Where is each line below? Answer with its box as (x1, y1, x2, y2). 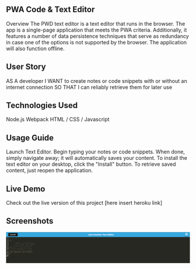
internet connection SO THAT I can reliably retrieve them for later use (6, 83, 173, 90)
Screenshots (6, 216, 54, 226)
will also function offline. (6, 45, 65, 52)
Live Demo (6, 184, 45, 194)
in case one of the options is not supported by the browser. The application (6, 39, 187, 46)
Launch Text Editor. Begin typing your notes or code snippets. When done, (6, 148, 185, 155)
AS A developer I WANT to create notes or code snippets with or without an (6, 77, 188, 84)
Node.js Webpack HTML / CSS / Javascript (6, 116, 110, 123)
